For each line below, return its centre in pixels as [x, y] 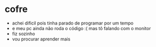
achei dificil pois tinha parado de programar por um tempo [73, 23]
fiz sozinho [23, 33]
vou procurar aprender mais [41, 39]
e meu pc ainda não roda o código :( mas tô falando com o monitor [81, 28]
